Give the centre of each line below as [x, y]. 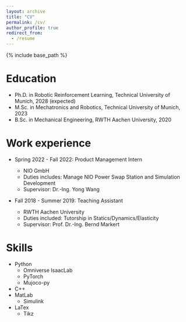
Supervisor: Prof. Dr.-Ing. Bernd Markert [71, 224]
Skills [20, 248]
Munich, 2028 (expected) [45, 101]
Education [31, 79]
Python [23, 264]
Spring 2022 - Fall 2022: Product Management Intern [78, 159]
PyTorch [33, 276]
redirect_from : [24, 33]
